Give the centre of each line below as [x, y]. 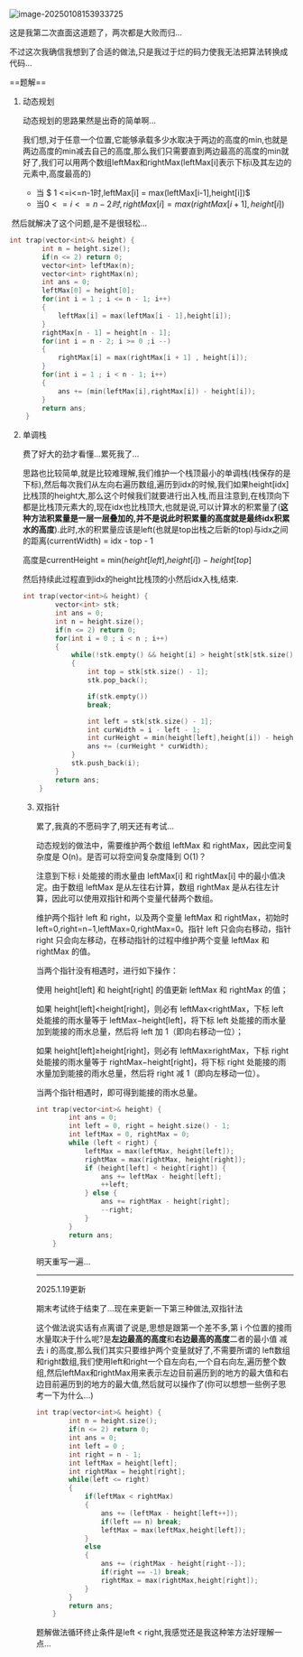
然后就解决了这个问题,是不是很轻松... [79, 223]
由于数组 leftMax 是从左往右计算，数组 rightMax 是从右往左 [162, 887]
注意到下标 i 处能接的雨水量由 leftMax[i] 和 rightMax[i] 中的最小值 [156, 875]
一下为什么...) [69, 1395]
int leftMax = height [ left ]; [123, 1463]
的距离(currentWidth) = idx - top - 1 [87, 541]
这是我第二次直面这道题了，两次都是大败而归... [96, 32]
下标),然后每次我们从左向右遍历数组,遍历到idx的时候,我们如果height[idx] [156, 485]
